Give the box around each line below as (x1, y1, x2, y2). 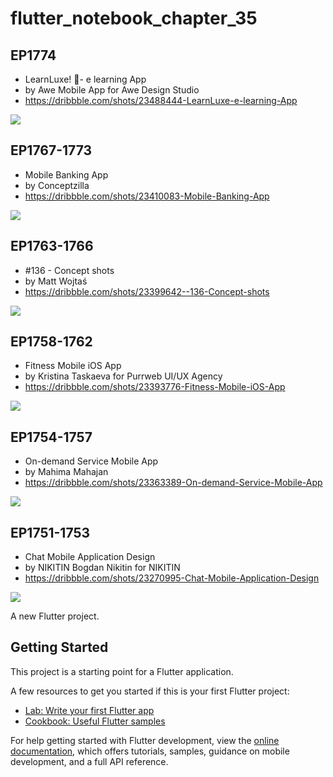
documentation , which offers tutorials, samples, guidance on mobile (10, 745, 290, 757)
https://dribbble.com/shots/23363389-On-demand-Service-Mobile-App (24, 477, 323, 489)
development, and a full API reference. (10, 755, 169, 767)
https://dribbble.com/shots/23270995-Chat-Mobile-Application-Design (24, 572, 320, 584)
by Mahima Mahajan (24, 466, 109, 478)
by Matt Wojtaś (24, 275, 88, 287)
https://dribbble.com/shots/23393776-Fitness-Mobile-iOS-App (24, 381, 286, 393)
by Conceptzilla (24, 179, 90, 191)
